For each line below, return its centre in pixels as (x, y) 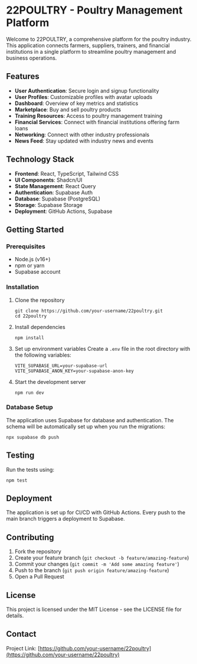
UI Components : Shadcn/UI (48, 180)
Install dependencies (40, 327)
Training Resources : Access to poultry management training (88, 116)
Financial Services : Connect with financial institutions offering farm (97, 122)
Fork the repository (38, 551)
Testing (20, 456)
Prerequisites (26, 246)
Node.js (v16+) (32, 259)
